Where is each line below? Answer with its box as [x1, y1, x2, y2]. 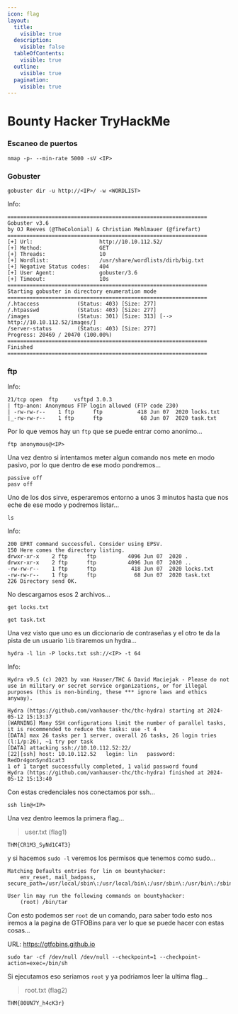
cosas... [7, 926, 30, 935]
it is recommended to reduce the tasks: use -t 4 [7, 726, 157, 733]
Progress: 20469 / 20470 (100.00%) [7, 331, 113, 339]
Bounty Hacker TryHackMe [7, 113, 171, 130]
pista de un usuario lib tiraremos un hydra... [7, 636, 137, 645]
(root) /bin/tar [20, 898, 69, 906]
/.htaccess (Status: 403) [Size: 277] [7, 301, 157, 308]
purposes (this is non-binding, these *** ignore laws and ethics [7, 689, 208, 696]
